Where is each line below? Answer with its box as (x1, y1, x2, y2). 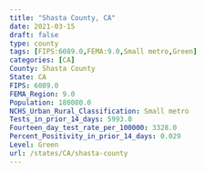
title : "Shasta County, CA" (9, 13, 117, 23)
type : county (9, 38, 59, 48)
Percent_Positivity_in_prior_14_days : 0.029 (9, 132, 181, 141)
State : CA (9, 73, 47, 82)
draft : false (9, 30, 59, 39)
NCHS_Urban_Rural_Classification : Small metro (9, 106, 190, 116)
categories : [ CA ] (9, 56, 76, 65)
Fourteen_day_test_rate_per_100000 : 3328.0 (9, 124, 178, 133)
